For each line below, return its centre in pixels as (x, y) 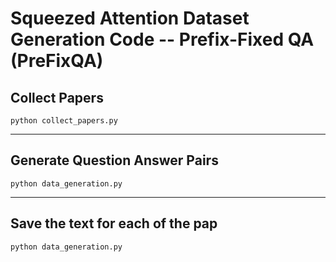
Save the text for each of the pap (114, 223)
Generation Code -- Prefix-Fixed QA (162, 39)
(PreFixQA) (57, 61)
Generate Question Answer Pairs (114, 160)
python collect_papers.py (64, 121)
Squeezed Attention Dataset (130, 18)
